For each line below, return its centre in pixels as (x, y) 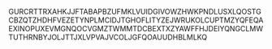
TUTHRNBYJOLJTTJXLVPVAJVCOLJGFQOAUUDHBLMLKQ (108, 37)
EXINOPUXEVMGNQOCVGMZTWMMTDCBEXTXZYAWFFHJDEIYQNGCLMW (136, 29)
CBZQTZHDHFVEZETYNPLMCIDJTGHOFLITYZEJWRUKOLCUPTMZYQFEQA (136, 20)
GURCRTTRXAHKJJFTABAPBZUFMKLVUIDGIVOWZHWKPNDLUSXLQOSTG (135, 12)
